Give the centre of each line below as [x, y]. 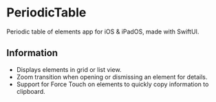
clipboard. [31, 91]
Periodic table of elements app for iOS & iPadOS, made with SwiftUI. [103, 31]
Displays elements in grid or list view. [69, 69]
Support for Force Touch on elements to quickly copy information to [112, 84]
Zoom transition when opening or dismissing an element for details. [112, 77]
